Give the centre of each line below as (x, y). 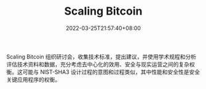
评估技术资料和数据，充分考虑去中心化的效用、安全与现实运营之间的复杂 (98, 64)
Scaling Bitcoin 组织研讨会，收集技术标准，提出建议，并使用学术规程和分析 (101, 57)
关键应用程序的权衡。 (33, 79)
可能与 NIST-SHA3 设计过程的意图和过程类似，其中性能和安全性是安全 (111, 72)
